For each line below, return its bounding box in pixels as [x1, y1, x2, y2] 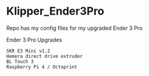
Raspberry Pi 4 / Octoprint [6, 64, 78, 70]
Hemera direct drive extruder [6, 53, 83, 59]
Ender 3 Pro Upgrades [6, 36, 63, 43]
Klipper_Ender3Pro [6, 4, 105, 18]
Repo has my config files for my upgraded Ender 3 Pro [6, 24, 143, 32]
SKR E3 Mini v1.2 [6, 47, 50, 54]
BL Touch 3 [6, 58, 34, 64]
